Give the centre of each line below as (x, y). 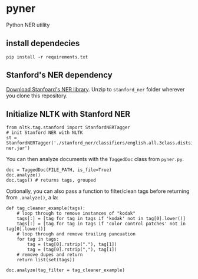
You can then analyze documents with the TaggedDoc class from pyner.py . (95, 159)
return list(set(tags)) (46, 260)
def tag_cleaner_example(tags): (46, 208)
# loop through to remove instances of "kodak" (76, 214)
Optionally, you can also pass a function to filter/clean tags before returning (98, 191)
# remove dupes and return (50, 255)
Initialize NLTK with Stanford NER (68, 114)
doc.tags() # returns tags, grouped (51, 180)
